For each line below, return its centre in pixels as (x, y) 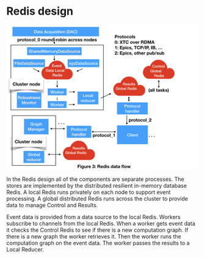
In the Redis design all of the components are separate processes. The (95, 179)
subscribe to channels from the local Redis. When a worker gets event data (101, 223)
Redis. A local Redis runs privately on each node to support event (89, 192)
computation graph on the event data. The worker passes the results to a (98, 243)
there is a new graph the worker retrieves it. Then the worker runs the (94, 236)
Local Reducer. (25, 249)
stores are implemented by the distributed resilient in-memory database (97, 185)
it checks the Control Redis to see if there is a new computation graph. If (97, 230)
